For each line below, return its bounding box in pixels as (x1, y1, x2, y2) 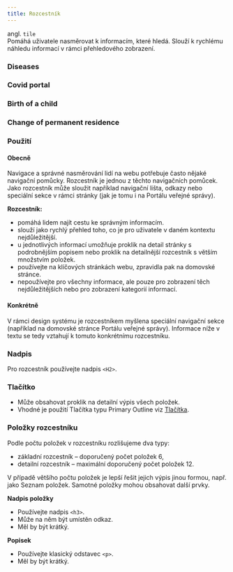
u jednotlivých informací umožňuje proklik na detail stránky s (17, 241, 192, 249)
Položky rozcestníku (7, 423, 78, 432)
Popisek (7, 536, 31, 544)
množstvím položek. (17, 255, 75, 264)
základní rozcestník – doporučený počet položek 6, (17, 452, 164, 460)
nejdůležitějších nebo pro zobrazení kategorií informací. (17, 285, 178, 294)
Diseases (7, 61, 40, 71)
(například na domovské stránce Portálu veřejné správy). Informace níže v (7, 324, 220, 332)
